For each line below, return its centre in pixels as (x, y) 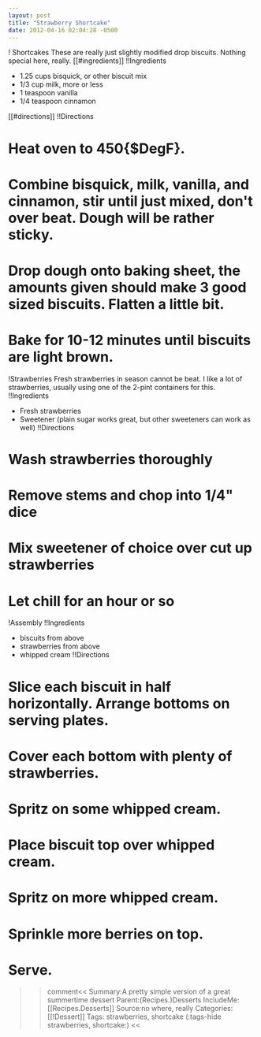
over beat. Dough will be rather (111, 218)
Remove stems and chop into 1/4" (121, 495)
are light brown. (61, 357)
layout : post (30, 15)
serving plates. (58, 720)
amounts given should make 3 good (127, 287)
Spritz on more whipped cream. (114, 898)
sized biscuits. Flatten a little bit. (116, 304)
